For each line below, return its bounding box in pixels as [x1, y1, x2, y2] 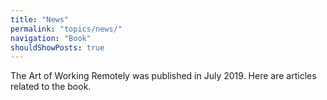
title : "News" [10, 14, 70, 25]
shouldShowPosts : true [10, 42, 105, 53]
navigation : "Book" [10, 33, 92, 43]
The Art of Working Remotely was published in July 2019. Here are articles [10, 70, 317, 82]
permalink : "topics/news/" [10, 24, 123, 34]
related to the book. [10, 81, 92, 93]
